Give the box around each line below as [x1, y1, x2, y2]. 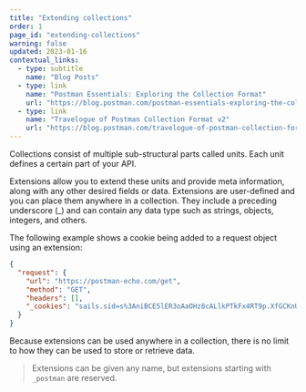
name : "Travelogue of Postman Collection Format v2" [25, 115, 230, 124]
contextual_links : [9, 56, 79, 65]
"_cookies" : [25, 302, 71, 311]
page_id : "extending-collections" [9, 30, 141, 39]
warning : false [9, 38, 67, 48]
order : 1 [9, 22, 43, 31]
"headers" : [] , [25, 294, 84, 303]
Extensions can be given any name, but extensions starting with [31, 363, 271, 374]
